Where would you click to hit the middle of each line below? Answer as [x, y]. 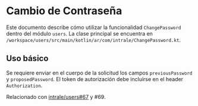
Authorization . [24, 85]
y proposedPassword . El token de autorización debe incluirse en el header [95, 79]
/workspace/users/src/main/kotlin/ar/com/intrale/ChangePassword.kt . [94, 40]
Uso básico [27, 58]
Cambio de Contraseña [64, 11]
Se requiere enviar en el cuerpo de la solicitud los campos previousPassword [99, 73]
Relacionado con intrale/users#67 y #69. [56, 97]
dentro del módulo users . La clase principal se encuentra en [80, 33]
